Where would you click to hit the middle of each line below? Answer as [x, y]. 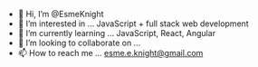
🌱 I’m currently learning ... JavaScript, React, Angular [116, 33]
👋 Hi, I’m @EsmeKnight [61, 14]
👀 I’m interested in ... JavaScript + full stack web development [133, 24]
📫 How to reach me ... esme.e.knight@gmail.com [110, 53]
